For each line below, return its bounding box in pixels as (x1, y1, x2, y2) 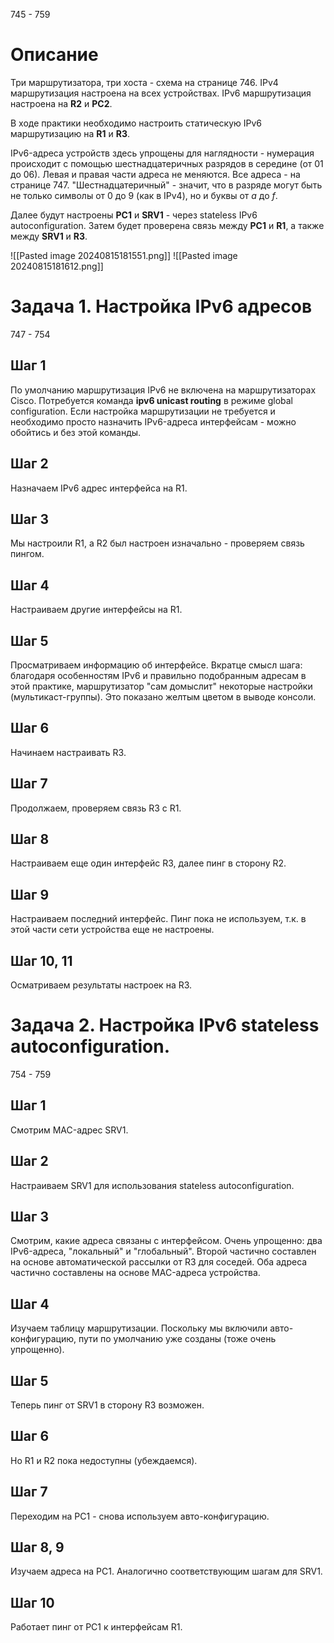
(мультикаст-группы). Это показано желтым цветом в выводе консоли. (10, 690, 317, 703)
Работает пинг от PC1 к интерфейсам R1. (10, 1621, 183, 1633)
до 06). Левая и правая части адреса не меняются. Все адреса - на (10, 168, 301, 180)
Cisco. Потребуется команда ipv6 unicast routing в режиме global (10, 394, 294, 406)
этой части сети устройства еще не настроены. (10, 924, 215, 936)
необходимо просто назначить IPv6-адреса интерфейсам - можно (10, 415, 297, 428)
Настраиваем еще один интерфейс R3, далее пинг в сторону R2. (10, 857, 287, 869)
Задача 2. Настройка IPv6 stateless (10, 1014, 320, 1037)
